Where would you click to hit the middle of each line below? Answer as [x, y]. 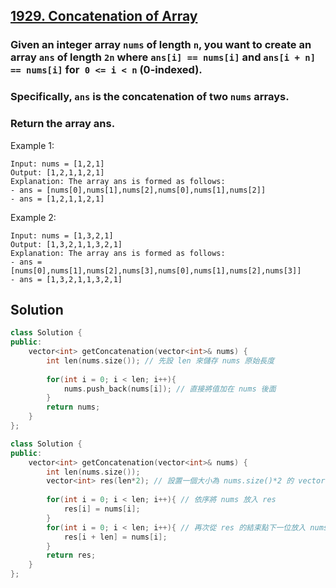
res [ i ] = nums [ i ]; [102, 509]
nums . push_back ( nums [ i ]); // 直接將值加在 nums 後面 [170, 389]
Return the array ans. [63, 124]
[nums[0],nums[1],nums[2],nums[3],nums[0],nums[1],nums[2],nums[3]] [156, 270]
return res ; [71, 555]
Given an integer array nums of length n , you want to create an [161, 45]
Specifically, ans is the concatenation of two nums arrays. [150, 97]
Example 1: [32, 145]
